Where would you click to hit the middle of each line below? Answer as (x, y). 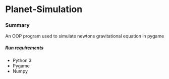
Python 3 (22, 61)
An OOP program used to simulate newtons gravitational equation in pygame (85, 36)
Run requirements (24, 48)
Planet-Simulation (44, 9)
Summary (18, 25)
